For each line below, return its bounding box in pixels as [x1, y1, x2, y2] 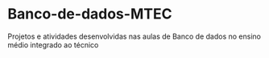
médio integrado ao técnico [7, 39, 99, 49]
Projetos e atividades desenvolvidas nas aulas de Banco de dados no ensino [7, 31, 261, 41]
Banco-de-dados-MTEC [7, 5, 172, 23]
